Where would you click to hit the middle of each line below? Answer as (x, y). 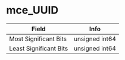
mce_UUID (32, 10)
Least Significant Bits (39, 48)
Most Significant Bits (38, 39)
